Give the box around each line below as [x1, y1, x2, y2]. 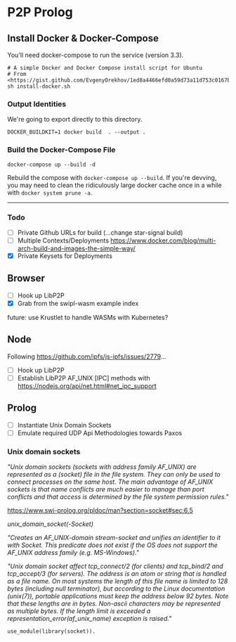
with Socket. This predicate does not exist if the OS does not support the [7, 541, 218, 549]
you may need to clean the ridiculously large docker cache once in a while [7, 181, 223, 189]
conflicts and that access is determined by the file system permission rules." [7, 493, 229, 501]
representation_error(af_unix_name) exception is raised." [7, 615, 172, 623]
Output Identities [7, 99, 67, 109]
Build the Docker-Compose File [7, 145, 116, 155]
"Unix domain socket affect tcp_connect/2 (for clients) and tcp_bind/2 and [7, 562, 223, 570]
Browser [7, 272, 46, 285]
